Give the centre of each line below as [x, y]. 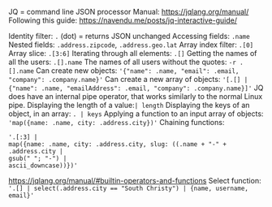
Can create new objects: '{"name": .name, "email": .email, [138, 71]
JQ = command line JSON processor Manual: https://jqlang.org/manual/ [129, 12]
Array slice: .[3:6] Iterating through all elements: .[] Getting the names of [133, 53]
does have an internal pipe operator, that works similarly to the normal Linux [136, 96]
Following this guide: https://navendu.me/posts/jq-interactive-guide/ [123, 20]
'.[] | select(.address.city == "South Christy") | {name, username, [129, 188]
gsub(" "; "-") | [38, 158]
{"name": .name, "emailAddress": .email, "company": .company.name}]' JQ [136, 88]
